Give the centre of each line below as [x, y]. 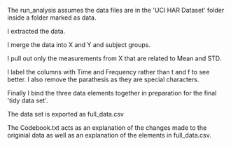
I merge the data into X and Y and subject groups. [79, 45]
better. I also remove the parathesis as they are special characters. [103, 79]
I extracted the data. [36, 31]
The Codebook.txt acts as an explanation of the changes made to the [107, 128]
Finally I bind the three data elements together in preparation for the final [112, 93]
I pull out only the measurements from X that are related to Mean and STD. [114, 58]
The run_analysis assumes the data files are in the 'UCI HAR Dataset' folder [116, 10]
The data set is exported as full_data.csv [66, 114]
